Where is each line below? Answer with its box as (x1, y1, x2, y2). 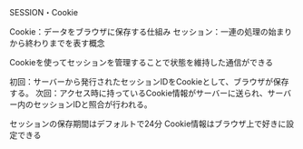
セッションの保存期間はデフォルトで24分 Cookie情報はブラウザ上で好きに (9, 118, 287, 129)
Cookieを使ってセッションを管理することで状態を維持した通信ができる (9, 57, 274, 67)
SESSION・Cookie (9, 7, 79, 17)
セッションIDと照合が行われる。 (33, 99, 152, 110)
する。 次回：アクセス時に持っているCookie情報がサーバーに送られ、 (9, 88, 268, 98)
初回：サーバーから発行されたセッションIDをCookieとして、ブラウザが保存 (9, 76, 289, 87)
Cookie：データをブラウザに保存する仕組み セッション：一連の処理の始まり (9, 26, 293, 37)
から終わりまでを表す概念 (9, 38, 105, 48)
